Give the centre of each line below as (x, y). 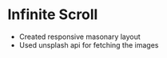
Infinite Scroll (53, 15)
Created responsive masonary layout (80, 37)
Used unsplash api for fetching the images (89, 44)
